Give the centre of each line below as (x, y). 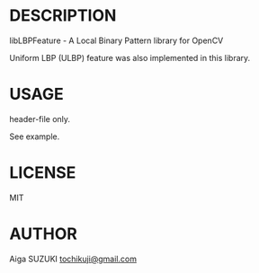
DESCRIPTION (63, 16)
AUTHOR (44, 233)
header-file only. (40, 119)
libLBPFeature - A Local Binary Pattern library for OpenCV (116, 40)
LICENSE (43, 173)
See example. (35, 136)
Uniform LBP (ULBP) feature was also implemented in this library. (130, 57)
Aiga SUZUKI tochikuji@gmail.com (73, 259)
